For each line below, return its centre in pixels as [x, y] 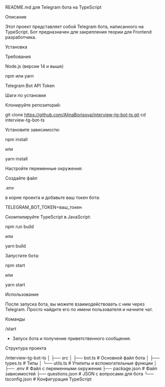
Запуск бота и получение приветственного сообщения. [72, 338]
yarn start [15, 285]
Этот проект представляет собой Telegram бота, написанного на [74, 26]
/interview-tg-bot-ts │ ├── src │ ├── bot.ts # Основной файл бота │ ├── [82, 358]
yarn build [15, 246]
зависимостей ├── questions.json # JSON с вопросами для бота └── [79, 374]
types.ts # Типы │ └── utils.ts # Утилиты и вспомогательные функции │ [81, 363]
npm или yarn [19, 76]
